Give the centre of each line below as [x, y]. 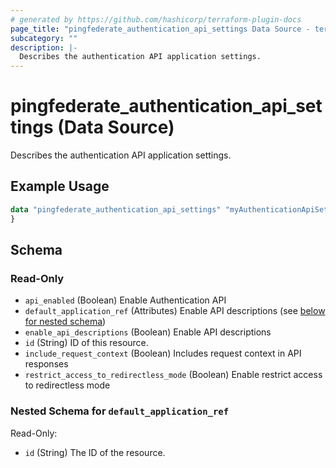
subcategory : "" [44, 38]
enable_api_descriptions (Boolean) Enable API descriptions [148, 332]
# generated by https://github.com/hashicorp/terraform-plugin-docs [156, 19]
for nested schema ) [65, 322]
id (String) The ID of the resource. [95, 452]
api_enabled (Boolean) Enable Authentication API [125, 300]
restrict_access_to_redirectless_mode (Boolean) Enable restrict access [173, 375]
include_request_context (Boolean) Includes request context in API [163, 353]
